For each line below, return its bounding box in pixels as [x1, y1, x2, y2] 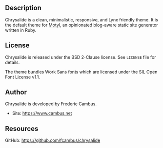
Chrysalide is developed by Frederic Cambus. [5, 101, 97, 107]
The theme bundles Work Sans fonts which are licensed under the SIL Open [5, 69, 158, 74]
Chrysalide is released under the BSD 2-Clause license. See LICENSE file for [5, 54, 156, 60]
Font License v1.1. [5, 74, 41, 80]
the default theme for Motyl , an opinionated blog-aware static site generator [5, 22, 158, 28]
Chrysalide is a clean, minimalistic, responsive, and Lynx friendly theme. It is [5, 17, 159, 22]
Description [5, 4, 41, 12]
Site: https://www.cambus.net [12, 111, 72, 116]
